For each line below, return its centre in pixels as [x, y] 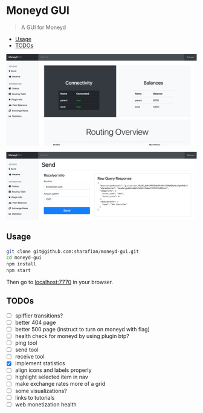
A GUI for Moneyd [43, 27]
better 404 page [35, 322]
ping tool [26, 343]
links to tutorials [35, 397]
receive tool [30, 357]
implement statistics [40, 363]
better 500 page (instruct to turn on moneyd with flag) [82, 329]
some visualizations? [41, 391]
